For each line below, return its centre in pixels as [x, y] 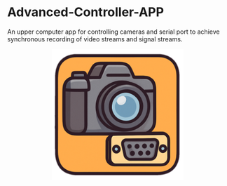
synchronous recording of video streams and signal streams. [95, 39]
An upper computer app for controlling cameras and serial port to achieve [113, 32]
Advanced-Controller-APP [86, 12]
